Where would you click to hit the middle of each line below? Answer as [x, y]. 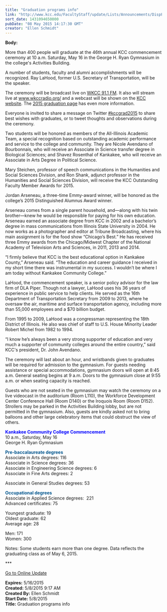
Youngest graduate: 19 [28, 513]
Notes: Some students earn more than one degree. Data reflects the [75, 549]
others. [12, 422]
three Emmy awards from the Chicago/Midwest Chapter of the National [78, 242]
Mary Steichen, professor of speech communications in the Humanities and [83, 170]
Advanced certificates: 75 [32, 504]
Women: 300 [18, 539]
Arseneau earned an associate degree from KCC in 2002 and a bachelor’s [81, 221]
